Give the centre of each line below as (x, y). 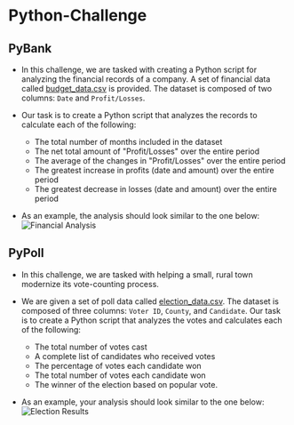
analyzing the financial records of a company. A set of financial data (146, 79)
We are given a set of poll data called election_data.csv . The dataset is (150, 301)
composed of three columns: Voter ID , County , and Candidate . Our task (151, 310)
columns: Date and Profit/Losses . (83, 98)
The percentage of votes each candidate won (118, 365)
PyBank (30, 48)
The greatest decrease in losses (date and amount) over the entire (155, 189)
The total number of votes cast (91, 347)
